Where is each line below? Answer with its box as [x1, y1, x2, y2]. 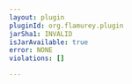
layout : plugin [9, 12, 65, 22]
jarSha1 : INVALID [9, 29, 73, 38]
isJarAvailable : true [9, 37, 89, 47]
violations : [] [9, 54, 65, 63]
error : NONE [9, 46, 53, 55]
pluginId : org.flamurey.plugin [9, 21, 124, 30]
